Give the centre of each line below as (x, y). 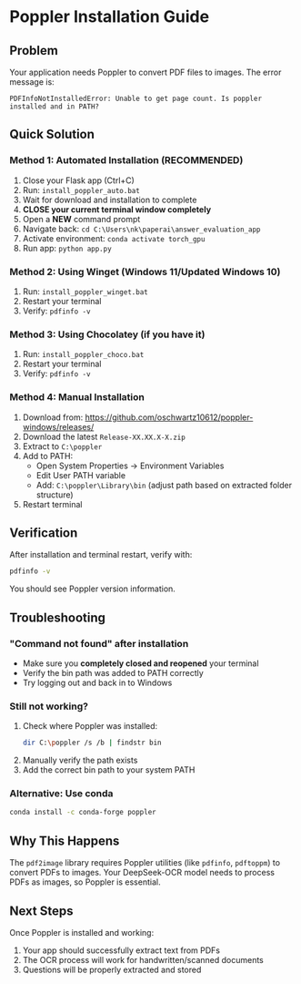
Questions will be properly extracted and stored (112, 969)
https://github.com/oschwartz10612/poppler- (169, 417)
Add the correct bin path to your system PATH (109, 770)
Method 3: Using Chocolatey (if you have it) (107, 334)
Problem (34, 51)
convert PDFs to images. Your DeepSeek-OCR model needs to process (142, 873)
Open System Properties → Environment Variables (130, 466)
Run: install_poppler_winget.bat (85, 291)
